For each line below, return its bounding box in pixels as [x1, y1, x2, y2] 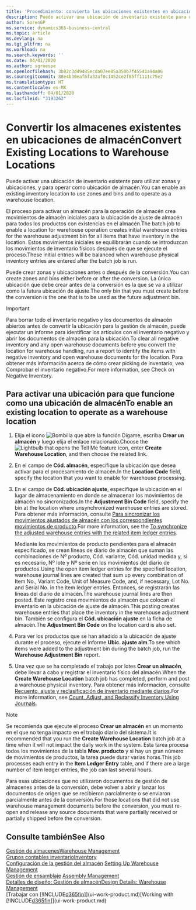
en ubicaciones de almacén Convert [6, 133, 182, 146]
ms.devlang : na [6, 36, 43, 42]
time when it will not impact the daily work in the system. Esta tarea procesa [6, 741, 188, 748]
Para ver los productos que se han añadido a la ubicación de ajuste [14, 633, 176, 640]
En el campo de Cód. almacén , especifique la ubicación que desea [14, 462, 176, 469]
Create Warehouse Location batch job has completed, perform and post [14, 675, 190, 682]
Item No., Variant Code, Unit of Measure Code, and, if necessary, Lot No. [14, 578, 190, 585]
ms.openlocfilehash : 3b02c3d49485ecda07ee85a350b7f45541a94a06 [6, 68, 163, 74]
